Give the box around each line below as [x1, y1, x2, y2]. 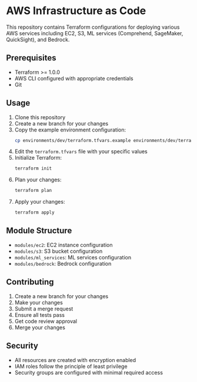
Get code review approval [14, 317, 78, 324]
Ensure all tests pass [14, 311, 65, 318]
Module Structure [6, 226, 72, 236]
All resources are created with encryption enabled [14, 356, 136, 363]
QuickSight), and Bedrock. [6, 36, 70, 43]
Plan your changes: [14, 176, 62, 183]
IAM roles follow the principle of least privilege [14, 363, 128, 370]
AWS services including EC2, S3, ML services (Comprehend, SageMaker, [6, 29, 183, 36]
